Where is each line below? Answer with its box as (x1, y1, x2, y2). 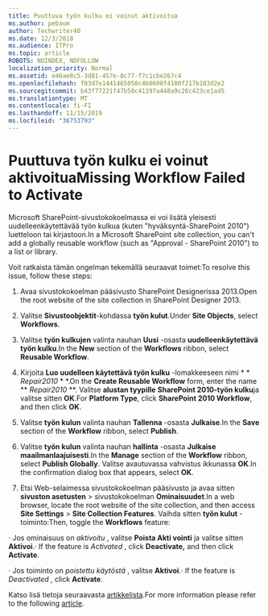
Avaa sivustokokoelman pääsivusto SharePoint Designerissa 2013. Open (19, 286, 258, 296)
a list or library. (8, 247, 58, 256)
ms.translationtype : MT (8, 94, 89, 102)
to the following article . (8, 598, 85, 608)
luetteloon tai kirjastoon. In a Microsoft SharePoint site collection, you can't (8, 229, 255, 239)
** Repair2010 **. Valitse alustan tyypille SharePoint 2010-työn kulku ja (19, 385, 259, 394)
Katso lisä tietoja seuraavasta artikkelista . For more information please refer (8, 589, 257, 599)
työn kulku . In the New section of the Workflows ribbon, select (19, 343, 229, 353)
